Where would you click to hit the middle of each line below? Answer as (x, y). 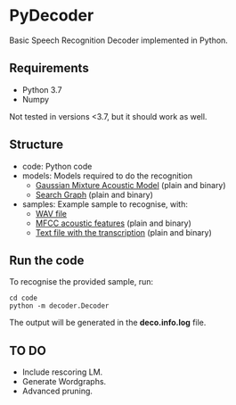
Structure (37, 145)
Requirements (49, 68)
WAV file (51, 213)
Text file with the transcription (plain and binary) (123, 232)
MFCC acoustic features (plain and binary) (113, 223)
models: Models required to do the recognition (107, 176)
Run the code (47, 260)
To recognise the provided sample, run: (81, 282)
